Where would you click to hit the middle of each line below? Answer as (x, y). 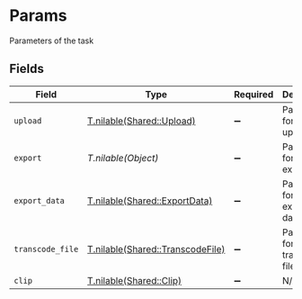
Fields (27, 69)
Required (253, 94)
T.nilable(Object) (123, 158)
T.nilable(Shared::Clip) (134, 280)
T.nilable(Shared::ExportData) (150, 201)
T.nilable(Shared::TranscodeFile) (156, 249)
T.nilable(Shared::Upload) (141, 121)
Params (38, 16)
